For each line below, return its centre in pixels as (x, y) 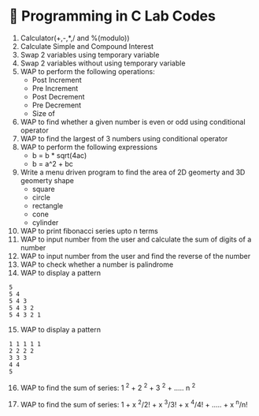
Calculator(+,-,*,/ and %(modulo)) (75, 38)
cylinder (45, 222)
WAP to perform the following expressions (89, 147)
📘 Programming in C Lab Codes (112, 16)
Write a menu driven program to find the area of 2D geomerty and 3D (133, 172)
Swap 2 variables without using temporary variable (103, 63)
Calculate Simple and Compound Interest (87, 46)
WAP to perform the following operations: (88, 71)
